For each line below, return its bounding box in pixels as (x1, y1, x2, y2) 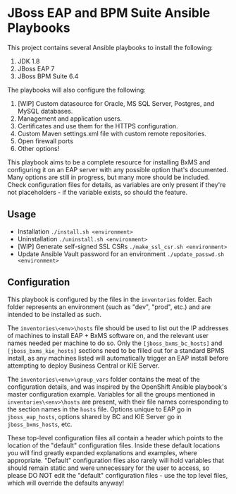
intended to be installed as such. (7, 310, 102, 318)
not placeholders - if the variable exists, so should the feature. (7, 188, 188, 196)
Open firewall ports (17, 136, 74, 145)
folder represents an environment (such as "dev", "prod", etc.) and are (7, 302, 211, 311)
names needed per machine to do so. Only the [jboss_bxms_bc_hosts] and (7, 339, 223, 347)
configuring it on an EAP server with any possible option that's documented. (7, 165, 229, 174)
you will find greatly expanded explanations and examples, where (7, 448, 197, 457)
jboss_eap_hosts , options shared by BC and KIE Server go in (7, 412, 182, 421)
